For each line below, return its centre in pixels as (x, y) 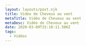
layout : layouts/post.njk (31, 9)
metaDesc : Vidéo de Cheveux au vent (42, 23)
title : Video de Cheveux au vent (39, 14)
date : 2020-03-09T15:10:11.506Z (38, 27)
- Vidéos (18, 36)
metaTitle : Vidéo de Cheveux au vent (43, 18)
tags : (10, 32)
